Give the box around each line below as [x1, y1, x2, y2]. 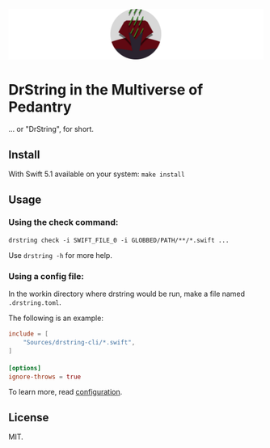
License [8, 410, 49, 425]
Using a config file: [8, 270, 85, 281]
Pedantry [8, 98, 72, 116]
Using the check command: [8, 217, 119, 228]
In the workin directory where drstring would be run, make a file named [8, 289, 245, 299]
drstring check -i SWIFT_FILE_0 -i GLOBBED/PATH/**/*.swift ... [8, 236, 230, 244]
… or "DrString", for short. [8, 125, 95, 134]
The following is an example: [8, 313, 103, 323]
